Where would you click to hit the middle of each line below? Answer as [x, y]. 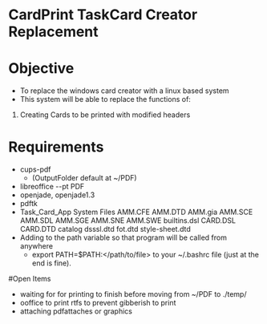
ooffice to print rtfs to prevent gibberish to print [98, 303]
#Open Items [30, 279]
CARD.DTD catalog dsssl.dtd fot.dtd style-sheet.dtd [105, 229]
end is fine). [52, 263]
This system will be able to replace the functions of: [105, 99]
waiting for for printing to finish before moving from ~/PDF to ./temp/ [133, 294]
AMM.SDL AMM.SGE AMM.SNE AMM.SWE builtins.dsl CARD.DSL [128, 221]
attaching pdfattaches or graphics [76, 311]
